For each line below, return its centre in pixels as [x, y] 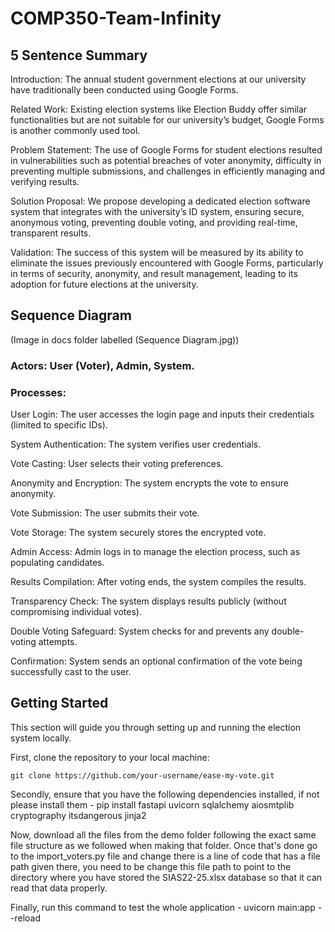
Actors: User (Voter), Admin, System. [102, 365]
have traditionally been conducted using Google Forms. [124, 90]
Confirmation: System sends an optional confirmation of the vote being [156, 661]
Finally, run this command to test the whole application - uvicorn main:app [163, 907]
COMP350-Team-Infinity [116, 18]
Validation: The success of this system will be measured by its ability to [157, 252]
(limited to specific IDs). [59, 425]
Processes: [38, 392]
